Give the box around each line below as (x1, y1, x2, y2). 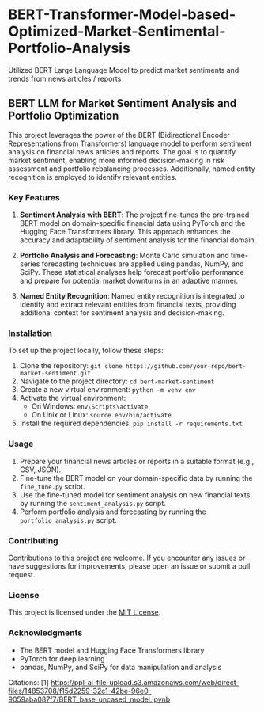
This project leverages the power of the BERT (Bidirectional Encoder (8, 130, 231, 139)
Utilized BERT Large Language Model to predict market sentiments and (8, 65, 239, 74)
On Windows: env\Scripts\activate (31, 402, 149, 411)
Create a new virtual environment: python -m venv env (19, 385, 196, 394)
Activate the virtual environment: (19, 394, 126, 403)
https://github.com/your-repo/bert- (125, 363, 247, 371)
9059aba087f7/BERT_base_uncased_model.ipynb (8, 695, 171, 704)
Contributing (8, 535, 58, 546)
